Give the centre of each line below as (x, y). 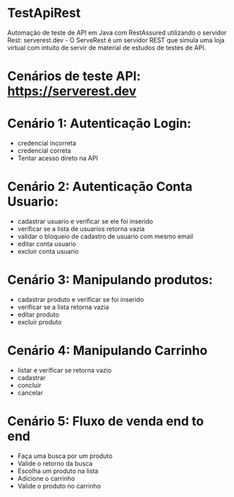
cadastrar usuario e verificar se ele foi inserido (85, 221)
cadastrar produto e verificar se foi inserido (81, 299)
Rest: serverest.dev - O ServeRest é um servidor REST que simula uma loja (116, 40)
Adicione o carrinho (46, 478)
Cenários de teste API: (74, 76)
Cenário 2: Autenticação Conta (100, 187)
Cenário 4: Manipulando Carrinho (107, 351)
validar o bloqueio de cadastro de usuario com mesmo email (105, 236)
